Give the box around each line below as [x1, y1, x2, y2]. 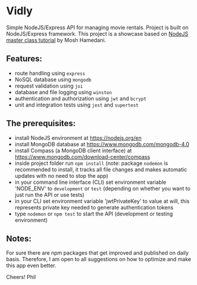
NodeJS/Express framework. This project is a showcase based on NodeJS [6, 30, 189, 37]
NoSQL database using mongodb [14, 76, 92, 83]
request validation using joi [14, 82, 83, 89]
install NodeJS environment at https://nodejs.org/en [14, 134, 142, 141]
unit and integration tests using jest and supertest [14, 101, 139, 108]
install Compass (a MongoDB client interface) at [14, 147, 132, 154]
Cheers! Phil [6, 274, 36, 281]
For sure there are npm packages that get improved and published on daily [6, 249, 189, 256]
